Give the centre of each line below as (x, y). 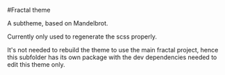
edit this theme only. (36, 64)
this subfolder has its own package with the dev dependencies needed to (112, 57)
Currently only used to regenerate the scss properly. (82, 36)
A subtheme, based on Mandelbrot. (58, 23)
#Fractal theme (29, 10)
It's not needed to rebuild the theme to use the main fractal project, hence (113, 50)
